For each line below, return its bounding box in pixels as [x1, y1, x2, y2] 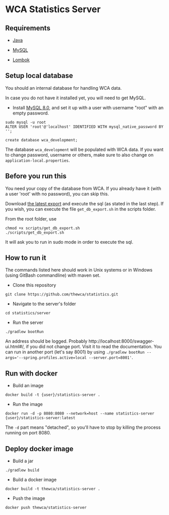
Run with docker [5, 369, 58, 378]
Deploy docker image [5, 445, 74, 453]
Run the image [12, 401, 43, 408]
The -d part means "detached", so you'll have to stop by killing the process [5, 424, 161, 430]
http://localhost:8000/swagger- [88, 338, 154, 344]
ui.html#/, [5, 344, 25, 350]
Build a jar [12, 458, 34, 464]
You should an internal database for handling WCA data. [5, 85, 122, 91]
